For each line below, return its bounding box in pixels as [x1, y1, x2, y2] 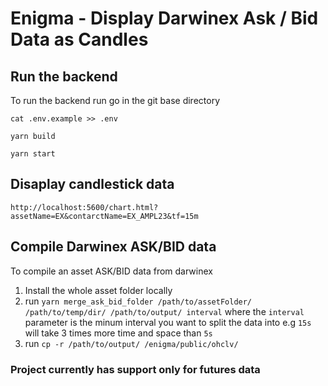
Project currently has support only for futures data [10, 362, 261, 376]
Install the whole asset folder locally [24, 284, 173, 296]
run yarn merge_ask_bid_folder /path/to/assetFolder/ [24, 295, 253, 307]
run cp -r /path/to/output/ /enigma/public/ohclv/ [24, 337, 239, 349]
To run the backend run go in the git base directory [10, 95, 221, 106]
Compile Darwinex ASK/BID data [10, 238, 217, 256]
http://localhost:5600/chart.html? [10, 202, 159, 212]
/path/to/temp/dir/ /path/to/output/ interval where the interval [24, 305, 305, 317]
